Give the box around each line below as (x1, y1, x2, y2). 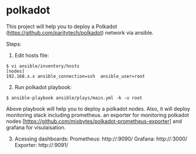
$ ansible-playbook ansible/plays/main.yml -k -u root (6, 95, 143, 101)
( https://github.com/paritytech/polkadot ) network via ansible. (6, 29, 154, 36)
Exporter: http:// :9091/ (14, 141, 68, 148)
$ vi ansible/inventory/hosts (6, 63, 80, 69)
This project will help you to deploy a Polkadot (6, 23, 118, 30)
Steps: (6, 40, 22, 47)
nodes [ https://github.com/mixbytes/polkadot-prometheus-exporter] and (6, 118, 183, 125)
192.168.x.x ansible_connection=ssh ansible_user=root (6, 73, 145, 79)
